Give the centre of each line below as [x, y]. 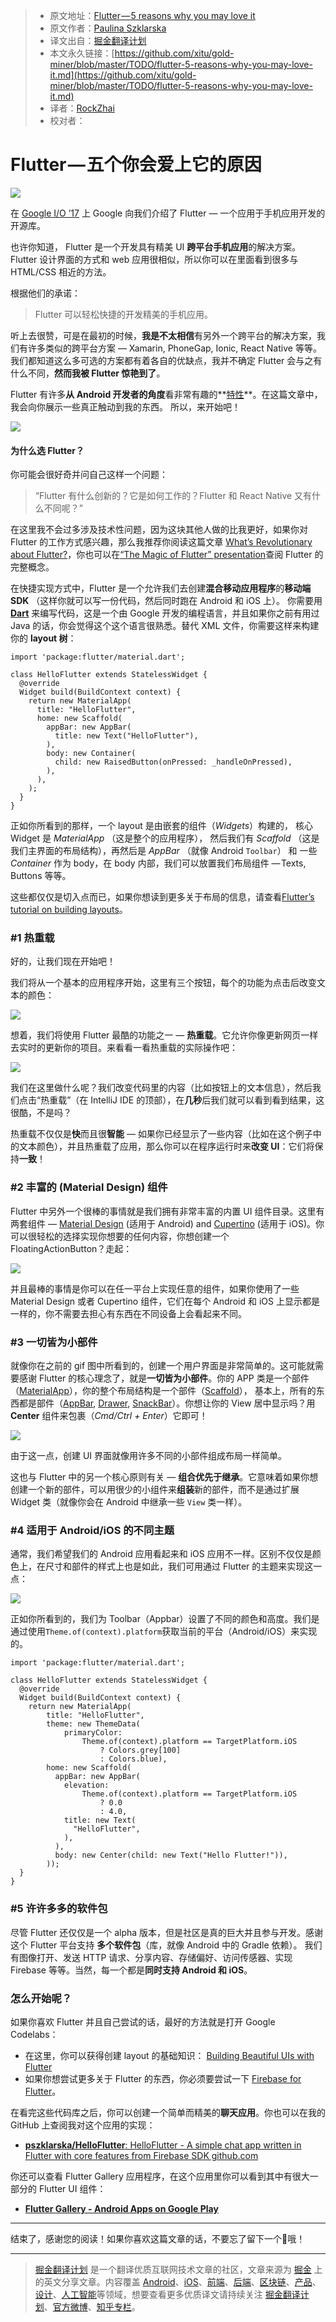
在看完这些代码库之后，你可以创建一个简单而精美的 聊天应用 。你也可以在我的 [168, 2112]
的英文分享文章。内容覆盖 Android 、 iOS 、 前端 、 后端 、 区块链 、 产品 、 [178, 2281]
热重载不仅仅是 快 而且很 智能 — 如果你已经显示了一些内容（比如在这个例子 [161, 1134]
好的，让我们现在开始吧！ [63, 961]
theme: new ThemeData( [93, 1724]
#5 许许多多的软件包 [59, 1909]
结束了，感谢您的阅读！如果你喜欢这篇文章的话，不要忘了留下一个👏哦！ [158, 2238]
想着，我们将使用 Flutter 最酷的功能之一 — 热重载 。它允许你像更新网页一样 [164, 1035]
